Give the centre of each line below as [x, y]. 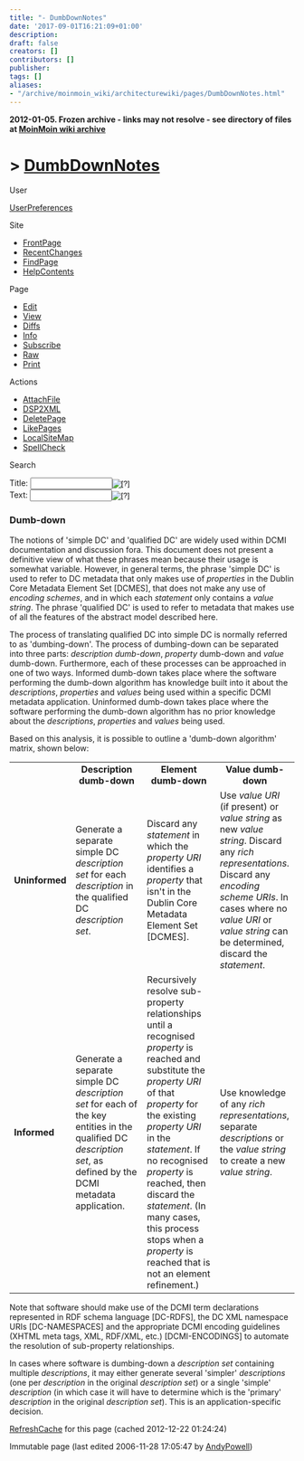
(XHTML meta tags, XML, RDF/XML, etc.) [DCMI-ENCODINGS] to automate [149, 1336]
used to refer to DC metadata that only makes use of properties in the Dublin [152, 578]
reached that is [179, 1262]
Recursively [172, 980]
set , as [90, 1161]
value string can [254, 931]
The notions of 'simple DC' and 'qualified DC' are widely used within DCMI [148, 540]
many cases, [174, 1217]
